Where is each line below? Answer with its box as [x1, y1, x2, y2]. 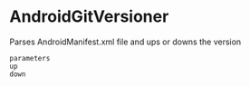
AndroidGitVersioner [9, 6, 169, 27]
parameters [9, 53, 51, 62]
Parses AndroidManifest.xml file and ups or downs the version [9, 36, 242, 47]
